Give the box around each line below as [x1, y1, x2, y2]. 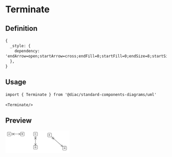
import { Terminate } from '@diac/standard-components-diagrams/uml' [5, 92, 157, 97]
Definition [5, 24, 37, 33]
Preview [5, 116, 32, 125]
